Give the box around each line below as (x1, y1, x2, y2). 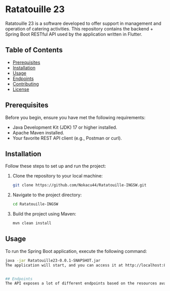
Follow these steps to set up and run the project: (5, 163, 106, 169)
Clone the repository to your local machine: (12, 173, 103, 179)
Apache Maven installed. (12, 129, 64, 135)
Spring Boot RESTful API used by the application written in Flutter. (5, 31, 143, 37)
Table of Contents (5, 46, 63, 54)
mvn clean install (12, 221, 52, 226)
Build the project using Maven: (12, 211, 76, 217)
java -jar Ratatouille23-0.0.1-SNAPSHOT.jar (5, 258, 101, 263)
